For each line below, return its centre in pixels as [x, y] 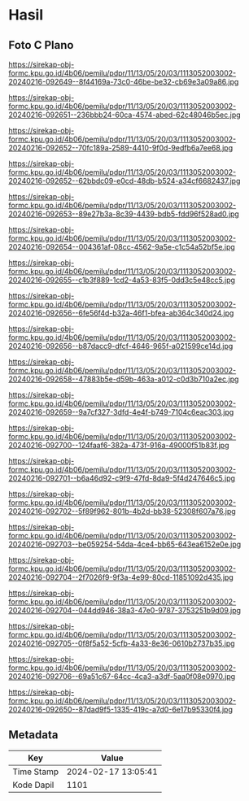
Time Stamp [36, 772]
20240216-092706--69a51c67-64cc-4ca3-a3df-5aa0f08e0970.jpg [122, 676]
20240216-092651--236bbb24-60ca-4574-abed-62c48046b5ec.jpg [125, 115]
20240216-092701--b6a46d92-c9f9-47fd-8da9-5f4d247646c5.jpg [122, 478]
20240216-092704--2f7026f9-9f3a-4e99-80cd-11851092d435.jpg [121, 577]
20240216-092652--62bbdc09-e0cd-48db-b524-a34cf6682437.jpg [124, 181]
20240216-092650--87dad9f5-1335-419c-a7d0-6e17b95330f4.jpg [121, 710]
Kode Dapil [33, 785]
